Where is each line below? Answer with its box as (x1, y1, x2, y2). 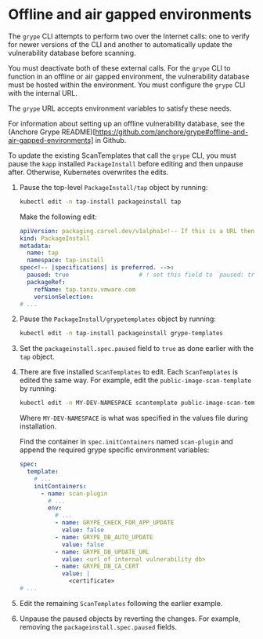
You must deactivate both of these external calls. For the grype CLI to (8, 63, 231, 72)
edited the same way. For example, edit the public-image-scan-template (19, 375, 252, 385)
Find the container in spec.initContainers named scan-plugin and (19, 437, 233, 447)
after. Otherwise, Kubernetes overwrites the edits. (8, 167, 169, 177)
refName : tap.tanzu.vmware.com (34, 285, 136, 294)
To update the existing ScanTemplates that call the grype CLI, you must (8, 151, 236, 160)
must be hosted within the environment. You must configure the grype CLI (8, 80, 246, 89)
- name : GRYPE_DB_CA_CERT (54, 563, 139, 571)
